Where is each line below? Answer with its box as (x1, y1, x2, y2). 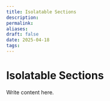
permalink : (6, 20, 34, 26)
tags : (6, 43, 20, 49)
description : (6, 15, 39, 21)
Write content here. (6, 88, 54, 96)
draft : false (6, 31, 39, 37)
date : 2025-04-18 (6, 37, 50, 43)
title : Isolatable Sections (6, 8, 77, 15)
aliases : (6, 25, 28, 32)
